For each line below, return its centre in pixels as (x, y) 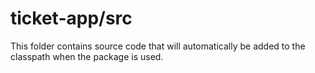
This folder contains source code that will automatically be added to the (158, 46)
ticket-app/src (71, 18)
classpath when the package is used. (87, 56)
